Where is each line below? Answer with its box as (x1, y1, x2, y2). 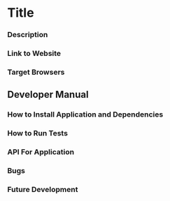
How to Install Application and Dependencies (7, 110, 164, 119)
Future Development (7, 184, 78, 194)
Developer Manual (7, 89, 89, 100)
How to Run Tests (7, 128, 69, 138)
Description (7, 30, 48, 40)
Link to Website (7, 49, 62, 59)
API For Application (7, 147, 75, 157)
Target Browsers (7, 67, 65, 77)
